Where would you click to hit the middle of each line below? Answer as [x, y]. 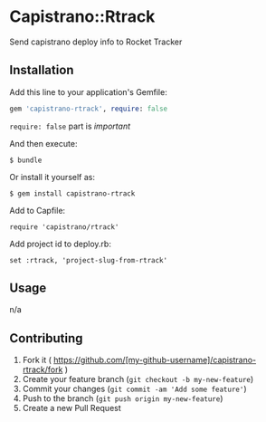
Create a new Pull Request [72, 408]
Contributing [46, 338]
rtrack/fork [43, 369]
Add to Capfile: [38, 210]
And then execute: [43, 143]
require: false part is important [70, 126]
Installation [42, 70]
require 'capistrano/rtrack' [64, 227]
